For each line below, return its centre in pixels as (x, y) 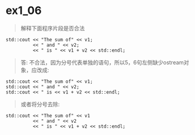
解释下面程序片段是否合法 (53, 28)
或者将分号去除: (40, 104)
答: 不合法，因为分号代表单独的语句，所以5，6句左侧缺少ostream (102, 62)
